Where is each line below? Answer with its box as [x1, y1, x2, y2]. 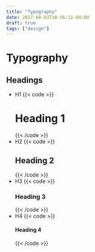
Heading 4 [14, 226, 42, 233]
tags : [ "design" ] [6, 25, 50, 32]
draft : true [6, 20, 36, 26]
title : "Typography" [6, 8, 58, 15]
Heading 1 [14, 112, 65, 126]
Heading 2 [14, 155, 54, 165]
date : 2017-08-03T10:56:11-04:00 [6, 14, 90, 20]
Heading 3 [14, 192, 46, 201]
